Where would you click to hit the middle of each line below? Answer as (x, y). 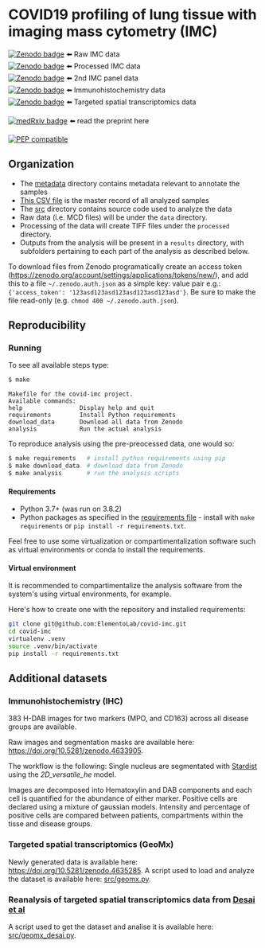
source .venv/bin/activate (53, 646)
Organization (41, 164)
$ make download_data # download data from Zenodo (95, 466)
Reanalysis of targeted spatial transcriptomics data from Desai (132, 899)
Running (25, 348)
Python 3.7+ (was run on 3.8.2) (70, 509)
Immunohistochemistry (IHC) (66, 701)
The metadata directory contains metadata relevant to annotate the (130, 183)
